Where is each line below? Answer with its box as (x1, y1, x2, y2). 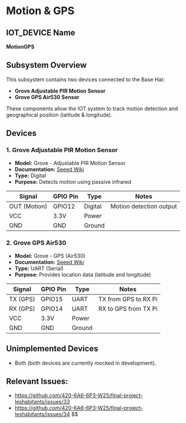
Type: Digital (14, 172, 46, 179)
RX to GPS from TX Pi (98, 305, 158, 313)
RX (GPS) (9, 305, 35, 313)
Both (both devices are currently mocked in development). (14, 359, 157, 366)
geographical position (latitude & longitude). (6, 111, 113, 118)
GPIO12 (52, 202, 75, 210)
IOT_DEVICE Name (6, 28, 75, 38)
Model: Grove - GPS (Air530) (14, 252, 86, 259)
